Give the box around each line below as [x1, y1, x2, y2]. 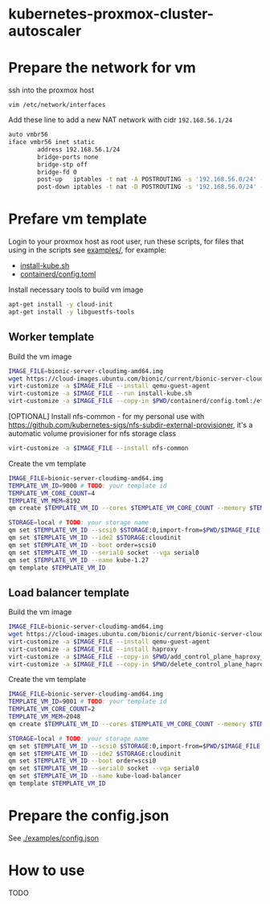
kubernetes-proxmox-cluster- [8, 5, 215, 23]
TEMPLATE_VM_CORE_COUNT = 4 [8, 489, 95, 497]
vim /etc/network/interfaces [8, 101, 106, 109]
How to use [8, 861, 85, 880]
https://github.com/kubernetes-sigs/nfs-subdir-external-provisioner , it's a [8, 420, 253, 429]
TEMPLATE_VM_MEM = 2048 [8, 713, 81, 721]
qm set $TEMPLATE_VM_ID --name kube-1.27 [8, 556, 149, 564]
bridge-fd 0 [37, 168, 78, 176]
